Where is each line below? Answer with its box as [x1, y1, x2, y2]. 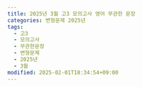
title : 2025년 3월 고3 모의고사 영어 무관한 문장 [7, 10, 136, 18]
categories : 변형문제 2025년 [7, 17, 86, 24]
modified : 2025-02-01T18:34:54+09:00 [7, 69, 119, 76]
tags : [7, 23, 23, 30]
